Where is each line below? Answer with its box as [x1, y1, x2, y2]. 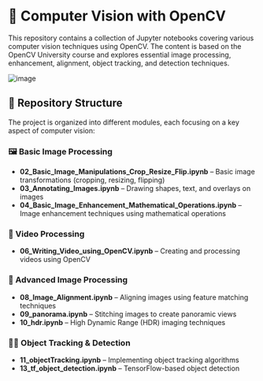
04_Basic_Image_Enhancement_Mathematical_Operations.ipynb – [19, 200, 243, 210]
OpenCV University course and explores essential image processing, [8, 50, 232, 59]
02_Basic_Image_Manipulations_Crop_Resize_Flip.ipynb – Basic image [19, 167, 256, 177]
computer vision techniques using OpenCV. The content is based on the [8, 41, 242, 50]
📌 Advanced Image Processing [8, 275, 128, 286]
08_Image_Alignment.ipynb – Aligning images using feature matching [19, 292, 249, 302]
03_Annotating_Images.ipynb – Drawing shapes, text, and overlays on [19, 184, 251, 193]
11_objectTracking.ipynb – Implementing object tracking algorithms [19, 355, 239, 364]
